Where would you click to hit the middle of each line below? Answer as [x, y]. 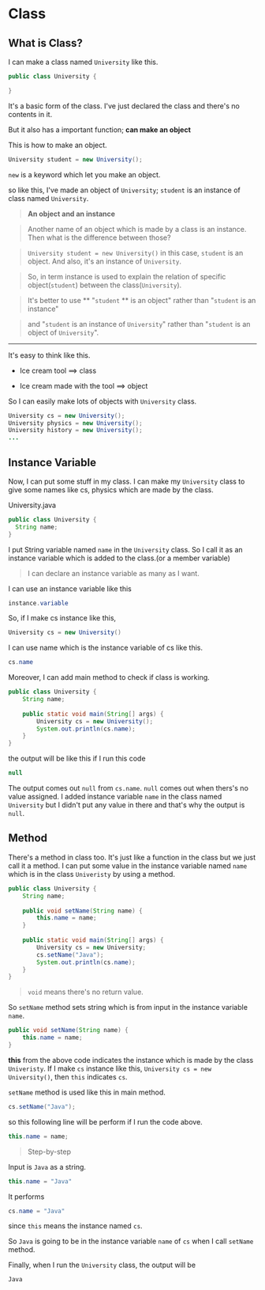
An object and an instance [71, 214]
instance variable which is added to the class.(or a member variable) [119, 558]
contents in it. [30, 114]
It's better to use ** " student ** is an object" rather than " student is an [142, 300]
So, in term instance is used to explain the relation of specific [127, 276]
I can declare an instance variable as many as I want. [113, 573]
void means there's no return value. [85, 992]
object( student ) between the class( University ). [105, 285]
